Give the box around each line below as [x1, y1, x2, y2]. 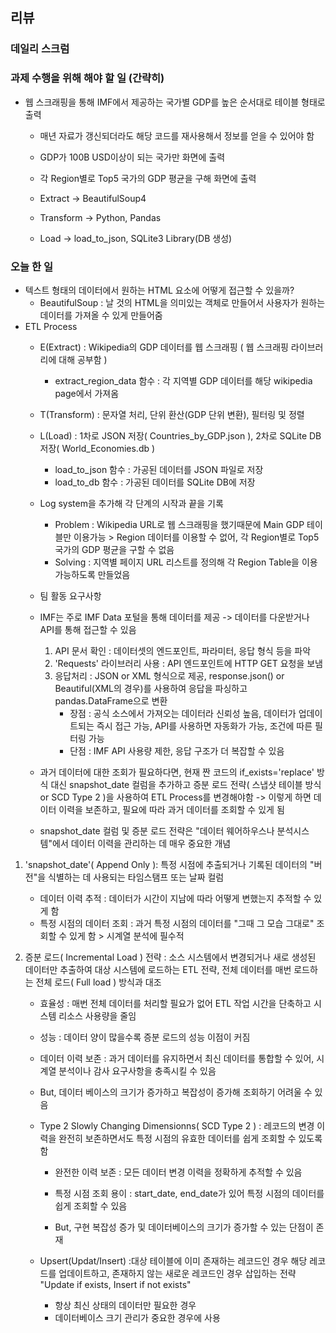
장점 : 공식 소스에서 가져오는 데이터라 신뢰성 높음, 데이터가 [69, 707, 297, 719]
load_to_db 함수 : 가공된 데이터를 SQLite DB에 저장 [54, 476, 256, 488]
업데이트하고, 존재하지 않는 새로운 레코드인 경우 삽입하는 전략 [58, 1267, 297, 1279]
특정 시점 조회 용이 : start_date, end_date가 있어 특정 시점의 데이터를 [54, 1187, 325, 1199]
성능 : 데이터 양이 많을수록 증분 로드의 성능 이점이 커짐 [39, 1031, 251, 1043]
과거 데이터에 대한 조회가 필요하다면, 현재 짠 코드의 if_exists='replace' [39, 766, 315, 778]
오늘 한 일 [10, 259, 53, 273]
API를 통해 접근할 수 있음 [39, 623, 137, 635]
